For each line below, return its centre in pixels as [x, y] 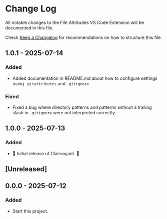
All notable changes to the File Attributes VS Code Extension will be [74, 22]
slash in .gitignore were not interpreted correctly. [64, 112]
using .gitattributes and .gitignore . [51, 83]
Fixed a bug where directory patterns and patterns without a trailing [82, 107]
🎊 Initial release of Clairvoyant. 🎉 [46, 153]
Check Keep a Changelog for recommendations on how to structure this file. [84, 37]
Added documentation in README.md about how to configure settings [85, 78]
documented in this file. [29, 27]
